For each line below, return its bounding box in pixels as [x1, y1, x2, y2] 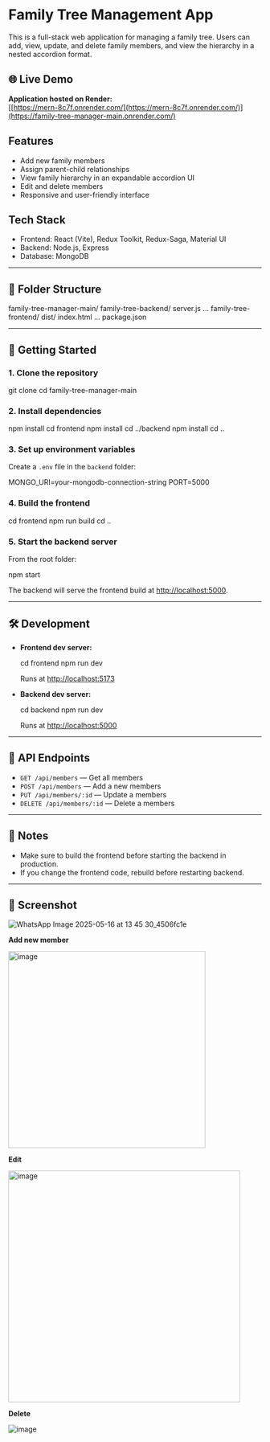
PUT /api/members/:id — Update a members [19, 789, 167, 799]
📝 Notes [8, 830, 49, 843]
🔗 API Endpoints [8, 752, 91, 765]
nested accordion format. [8, 49, 92, 59]
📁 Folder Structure [8, 282, 102, 296]
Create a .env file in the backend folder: [8, 462, 137, 472]
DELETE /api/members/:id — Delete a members [19, 798, 175, 808]
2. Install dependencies [8, 405, 102, 416]
